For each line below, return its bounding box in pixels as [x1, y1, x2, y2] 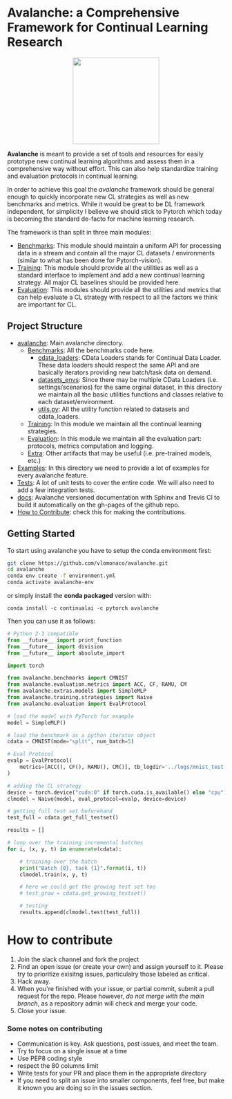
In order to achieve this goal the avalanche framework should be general [7, 185, 215, 193]
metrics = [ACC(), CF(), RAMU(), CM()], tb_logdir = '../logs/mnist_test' [19, 763, 227, 771]
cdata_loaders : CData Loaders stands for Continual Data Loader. [37, 353, 222, 361]
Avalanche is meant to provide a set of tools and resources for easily [7, 149, 204, 158]
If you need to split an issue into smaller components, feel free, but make [17, 1076, 224, 1084]
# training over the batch [19, 858, 97, 865]
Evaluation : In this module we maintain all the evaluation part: [27, 434, 202, 442]
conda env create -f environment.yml [7, 572, 116, 579]
